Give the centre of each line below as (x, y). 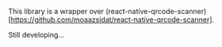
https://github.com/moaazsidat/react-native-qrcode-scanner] (111, 20)
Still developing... (36, 35)
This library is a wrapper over (56, 11)
